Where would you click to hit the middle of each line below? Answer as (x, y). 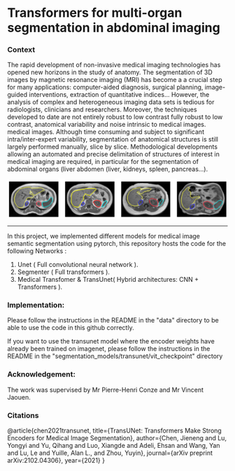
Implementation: (36, 305)
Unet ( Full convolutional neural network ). (78, 265)
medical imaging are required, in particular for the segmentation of (103, 162)
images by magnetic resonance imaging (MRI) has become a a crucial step (115, 80)
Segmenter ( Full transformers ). (64, 272)
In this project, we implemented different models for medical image (104, 236)
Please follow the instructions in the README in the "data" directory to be (113, 320)
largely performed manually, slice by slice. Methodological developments (113, 147)
